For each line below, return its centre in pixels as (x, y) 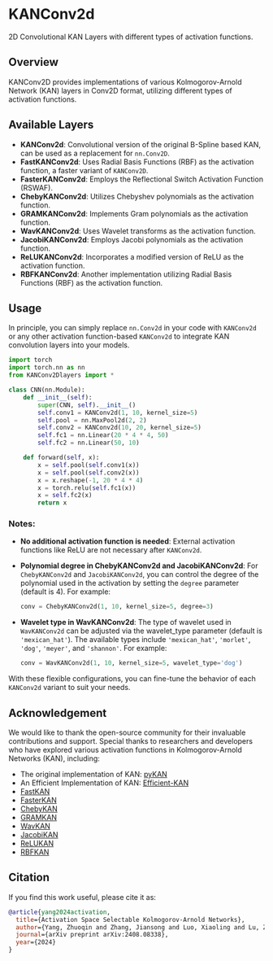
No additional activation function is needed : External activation (128, 541)
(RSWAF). (36, 187)
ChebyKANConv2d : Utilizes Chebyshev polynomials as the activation (137, 196)
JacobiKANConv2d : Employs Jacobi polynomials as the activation (132, 239)
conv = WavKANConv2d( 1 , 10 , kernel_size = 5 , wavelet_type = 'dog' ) (131, 663)
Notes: (22, 524)
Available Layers (51, 125)
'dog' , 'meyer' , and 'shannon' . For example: (93, 649)
